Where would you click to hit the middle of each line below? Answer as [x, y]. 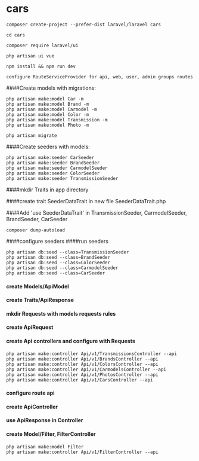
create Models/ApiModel [38, 286]
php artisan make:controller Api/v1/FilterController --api [83, 452]
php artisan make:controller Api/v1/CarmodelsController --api [86, 370]
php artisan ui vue [30, 56]
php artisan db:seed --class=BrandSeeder [58, 257]
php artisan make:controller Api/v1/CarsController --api [80, 380]
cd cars [16, 35]
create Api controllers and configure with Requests [71, 341]
